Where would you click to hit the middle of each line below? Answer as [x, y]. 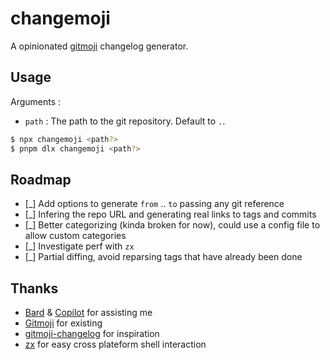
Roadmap [41, 179]
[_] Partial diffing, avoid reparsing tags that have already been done [163, 257]
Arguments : [36, 101]
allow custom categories [75, 236]
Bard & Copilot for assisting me [88, 313]
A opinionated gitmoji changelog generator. [99, 46]
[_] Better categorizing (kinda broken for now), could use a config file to [172, 225]
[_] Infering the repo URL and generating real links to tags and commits [170, 214]
